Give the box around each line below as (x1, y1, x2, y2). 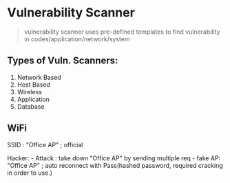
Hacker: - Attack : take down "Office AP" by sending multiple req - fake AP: (7, 153, 221, 162)
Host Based (17, 80, 50, 89)
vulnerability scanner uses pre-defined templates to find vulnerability (23, 28, 220, 36)
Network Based (17, 73, 62, 81)
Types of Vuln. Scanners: (7, 55, 118, 67)
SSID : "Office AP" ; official (7, 140, 83, 149)
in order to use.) (7, 169, 53, 177)
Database (17, 102, 45, 111)
